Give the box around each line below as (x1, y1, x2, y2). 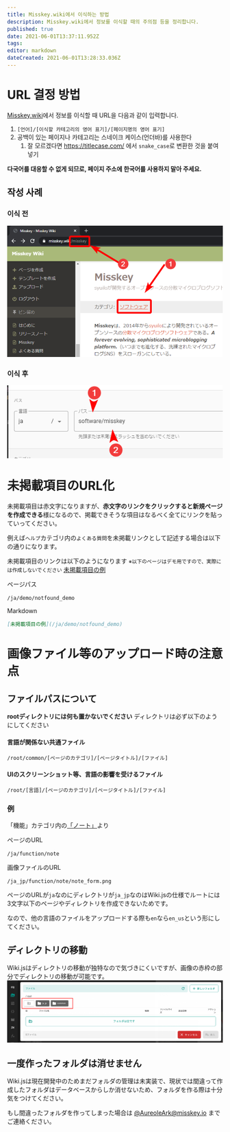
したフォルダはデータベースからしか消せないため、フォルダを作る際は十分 (12, 1085, 223, 1094)
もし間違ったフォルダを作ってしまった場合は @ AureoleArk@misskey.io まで (7, 1109, 220, 1117)
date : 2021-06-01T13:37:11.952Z (7, 33, 99, 40)
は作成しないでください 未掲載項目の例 (7, 566, 106, 574)
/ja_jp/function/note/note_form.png (7, 877, 112, 885)
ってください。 (18, 519, 61, 528)
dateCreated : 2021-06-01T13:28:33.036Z (7, 55, 121, 62)
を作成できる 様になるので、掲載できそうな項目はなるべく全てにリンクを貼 (7, 511, 217, 519)
